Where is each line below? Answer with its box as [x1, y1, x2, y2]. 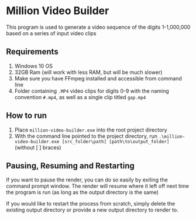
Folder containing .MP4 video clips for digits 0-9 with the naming [14, 87, 170, 95]
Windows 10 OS [14, 62, 53, 69]
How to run [6, 110, 47, 121]
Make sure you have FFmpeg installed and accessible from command [14, 75, 183, 82]
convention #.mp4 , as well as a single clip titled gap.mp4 [14, 93, 146, 100]
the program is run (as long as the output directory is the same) [6, 189, 159, 196]
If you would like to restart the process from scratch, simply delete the [6, 200, 176, 207]
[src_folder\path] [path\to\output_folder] [61, 139, 170, 144]
